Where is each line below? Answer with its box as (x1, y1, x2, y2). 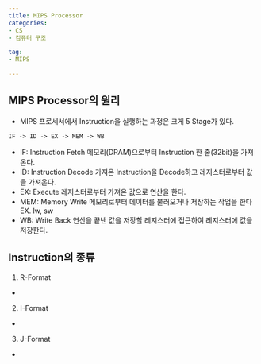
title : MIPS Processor (8, 11, 83, 20)
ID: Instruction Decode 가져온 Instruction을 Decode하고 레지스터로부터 (19, 167, 244, 176)
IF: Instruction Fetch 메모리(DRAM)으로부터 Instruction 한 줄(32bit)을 (19, 147, 240, 157)
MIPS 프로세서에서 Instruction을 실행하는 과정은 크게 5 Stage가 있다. (19, 116, 235, 126)
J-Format (19, 334, 51, 343)
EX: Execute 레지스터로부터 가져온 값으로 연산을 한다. (19, 187, 186, 196)
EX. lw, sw (19, 206, 54, 215)
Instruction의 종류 (8, 251, 95, 265)
